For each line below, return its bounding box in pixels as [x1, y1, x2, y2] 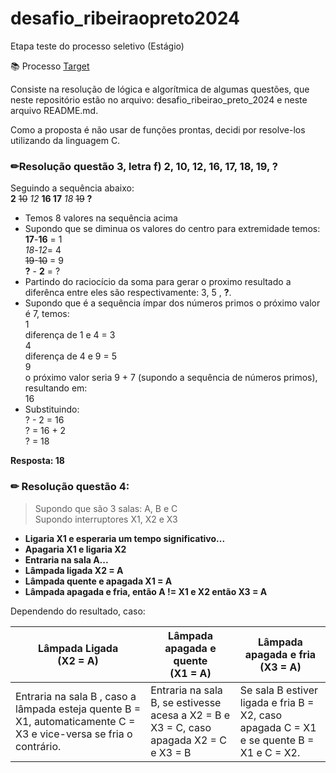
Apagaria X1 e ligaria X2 [24, 543, 127, 555]
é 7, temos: [24, 308, 70, 320]
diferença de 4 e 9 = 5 [24, 350, 117, 362]
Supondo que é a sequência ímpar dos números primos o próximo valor [24, 297, 321, 309]
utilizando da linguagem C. [10, 134, 121, 146]
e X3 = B [150, 745, 192, 759]
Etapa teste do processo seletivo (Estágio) [10, 40, 185, 52]
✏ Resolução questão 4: [10, 480, 130, 494]
